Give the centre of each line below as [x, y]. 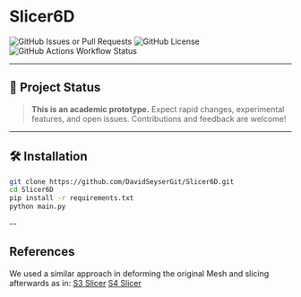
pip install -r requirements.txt [72, 198]
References [42, 252]
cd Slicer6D [31, 190]
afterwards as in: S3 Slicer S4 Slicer [75, 283]
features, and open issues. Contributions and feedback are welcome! [159, 118]
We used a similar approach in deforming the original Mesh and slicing [139, 273]
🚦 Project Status [55, 87]
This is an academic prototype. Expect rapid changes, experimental [158, 109]
